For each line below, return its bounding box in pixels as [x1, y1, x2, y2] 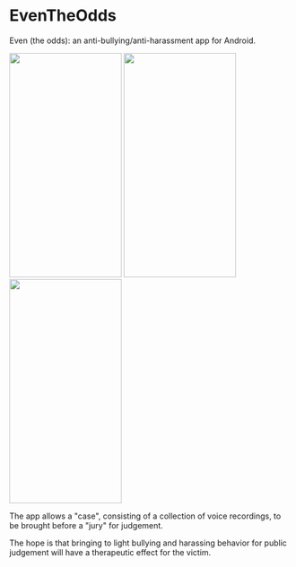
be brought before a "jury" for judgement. [9, 519, 163, 530]
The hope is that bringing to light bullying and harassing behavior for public [9, 537, 287, 548]
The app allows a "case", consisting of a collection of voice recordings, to [9, 510, 282, 521]
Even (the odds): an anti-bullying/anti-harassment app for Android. [9, 35, 256, 46]
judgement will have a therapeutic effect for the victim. [9, 546, 212, 557]
